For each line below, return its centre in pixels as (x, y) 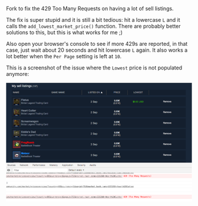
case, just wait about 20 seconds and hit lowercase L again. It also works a (97, 50)
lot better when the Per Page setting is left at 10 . (64, 56)
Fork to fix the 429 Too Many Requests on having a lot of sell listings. (90, 9)
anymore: (18, 74)
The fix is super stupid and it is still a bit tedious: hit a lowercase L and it (93, 20)
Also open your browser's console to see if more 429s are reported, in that (97, 44)
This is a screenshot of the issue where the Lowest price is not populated (94, 68)
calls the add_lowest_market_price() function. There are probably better (93, 26)
